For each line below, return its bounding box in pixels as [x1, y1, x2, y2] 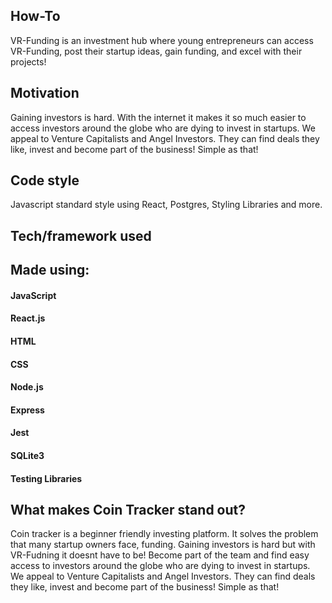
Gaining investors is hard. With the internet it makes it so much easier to [10, 111, 307, 123]
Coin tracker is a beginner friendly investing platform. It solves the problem [10, 528, 319, 540]
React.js [10, 312, 46, 324]
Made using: [10, 262, 90, 279]
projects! [10, 55, 47, 68]
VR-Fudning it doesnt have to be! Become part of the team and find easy [10, 549, 310, 561]
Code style [10, 172, 80, 189]
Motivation [10, 85, 80, 102]
